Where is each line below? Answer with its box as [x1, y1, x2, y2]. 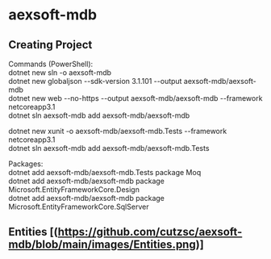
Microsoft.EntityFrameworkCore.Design [8, 185, 140, 194]
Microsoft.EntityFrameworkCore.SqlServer [8, 202, 149, 211]
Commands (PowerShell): [8, 59, 94, 69]
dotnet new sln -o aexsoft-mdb [8, 68, 111, 77]
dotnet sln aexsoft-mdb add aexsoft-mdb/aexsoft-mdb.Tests [8, 144, 210, 152]
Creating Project [8, 38, 93, 52]
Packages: [8, 159, 44, 169]
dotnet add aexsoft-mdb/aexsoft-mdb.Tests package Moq [8, 168, 202, 177]
